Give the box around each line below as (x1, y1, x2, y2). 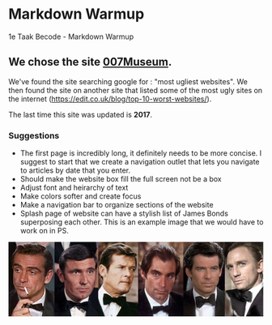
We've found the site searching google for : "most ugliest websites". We (8, 76, 249, 86)
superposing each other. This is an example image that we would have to (19, 217, 264, 227)
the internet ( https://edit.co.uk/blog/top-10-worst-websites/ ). (8, 94, 212, 104)
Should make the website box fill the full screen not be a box (19, 174, 223, 184)
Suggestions (8, 130, 60, 141)
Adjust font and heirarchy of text (19, 183, 129, 193)
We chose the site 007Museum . (8, 55, 172, 69)
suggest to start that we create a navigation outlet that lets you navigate (19, 157, 261, 167)
